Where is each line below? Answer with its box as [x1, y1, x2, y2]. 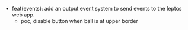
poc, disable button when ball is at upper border [20, 18, 138, 24]
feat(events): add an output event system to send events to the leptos [11, 5, 182, 12]
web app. [11, 11, 35, 18]
